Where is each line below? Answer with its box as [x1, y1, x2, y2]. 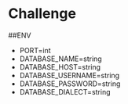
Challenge [8, 5, 77, 23]
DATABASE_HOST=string [19, 62, 101, 71]
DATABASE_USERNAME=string [19, 70, 120, 80]
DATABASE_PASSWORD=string [19, 79, 121, 88]
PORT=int [19, 45, 51, 55]
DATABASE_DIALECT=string [19, 87, 112, 96]
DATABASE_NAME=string [19, 54, 102, 63]
